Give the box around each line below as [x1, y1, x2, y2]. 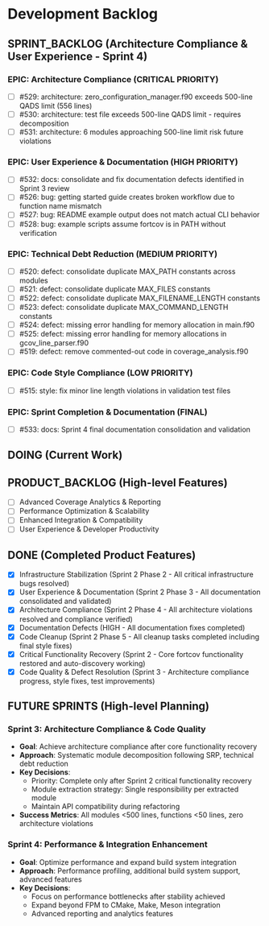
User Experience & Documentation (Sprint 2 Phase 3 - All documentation [19, 587, 261, 597]
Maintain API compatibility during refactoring [31, 802, 180, 812]
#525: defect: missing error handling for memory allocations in [19, 329, 227, 339]
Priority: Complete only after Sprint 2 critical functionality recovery [31, 776, 252, 786]
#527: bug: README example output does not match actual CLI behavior [19, 210, 260, 220]
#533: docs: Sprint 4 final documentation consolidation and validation [19, 424, 251, 434]
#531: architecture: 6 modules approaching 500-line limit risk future [19, 127, 244, 137]
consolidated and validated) [19, 597, 112, 606]
